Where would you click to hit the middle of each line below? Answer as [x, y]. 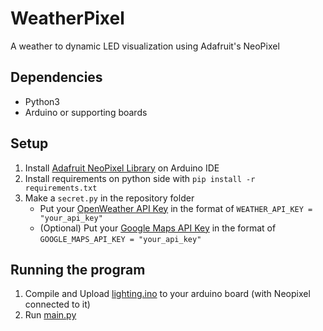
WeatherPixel [67, 18]
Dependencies [56, 77]
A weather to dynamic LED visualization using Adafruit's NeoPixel [145, 46]
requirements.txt [61, 188]
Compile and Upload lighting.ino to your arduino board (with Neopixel [167, 294]
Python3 [42, 101]
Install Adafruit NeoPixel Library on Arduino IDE [122, 168]
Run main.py [50, 315]
